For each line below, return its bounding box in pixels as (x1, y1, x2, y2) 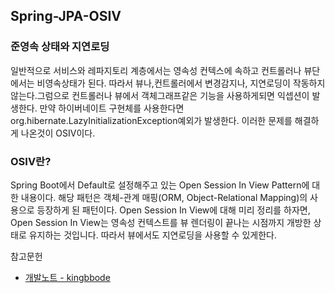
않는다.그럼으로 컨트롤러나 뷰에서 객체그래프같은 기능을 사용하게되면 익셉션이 (10, 89, 310, 101)
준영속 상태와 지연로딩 (10, 40, 110, 54)
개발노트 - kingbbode (24, 271, 111, 283)
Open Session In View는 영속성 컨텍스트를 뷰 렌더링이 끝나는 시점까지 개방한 (10, 216, 312, 228)
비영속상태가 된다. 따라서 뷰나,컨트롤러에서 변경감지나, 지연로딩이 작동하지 (36, 77, 326, 89)
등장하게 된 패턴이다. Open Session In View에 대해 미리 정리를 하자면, (36, 204, 311, 216)
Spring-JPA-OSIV (10, 8, 122, 25)
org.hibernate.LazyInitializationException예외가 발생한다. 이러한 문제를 (10, 114, 293, 126)
